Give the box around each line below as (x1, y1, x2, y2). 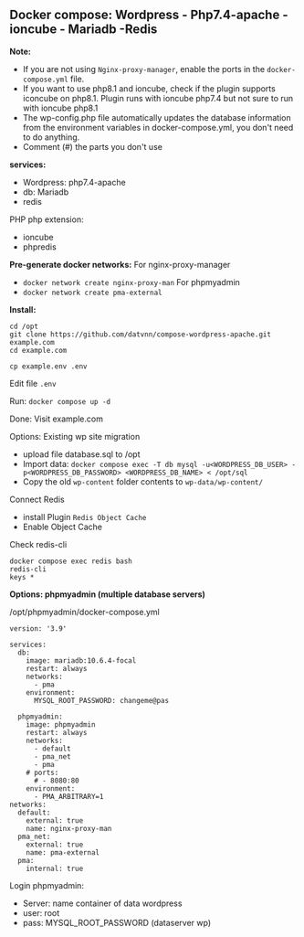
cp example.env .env (9, 361, 89, 371)
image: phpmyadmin (26, 719, 96, 729)
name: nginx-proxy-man (26, 824, 112, 833)
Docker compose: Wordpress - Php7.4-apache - (9, 7, 289, 23)
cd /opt (9, 322, 39, 331)
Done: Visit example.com (9, 413, 103, 424)
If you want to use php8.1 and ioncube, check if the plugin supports (22, 82, 276, 94)
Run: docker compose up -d (9, 395, 111, 406)
